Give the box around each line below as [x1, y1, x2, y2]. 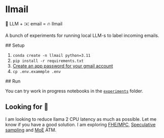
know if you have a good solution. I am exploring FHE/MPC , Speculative [5, 121, 156, 127]
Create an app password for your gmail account [12, 62, 113, 69]
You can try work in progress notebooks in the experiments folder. [5, 88, 144, 94]
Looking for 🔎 [5, 102, 48, 111]
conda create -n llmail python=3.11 [12, 53, 91, 58]
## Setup [5, 42, 25, 48]
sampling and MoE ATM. [5, 127, 57, 133]
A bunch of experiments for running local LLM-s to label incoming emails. [5, 32, 159, 39]
